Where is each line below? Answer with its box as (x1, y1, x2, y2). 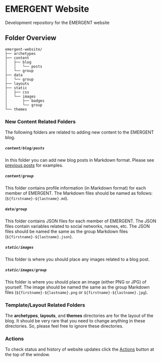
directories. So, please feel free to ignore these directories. (5, 323, 123, 329)
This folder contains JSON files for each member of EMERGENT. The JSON (5, 218, 157, 224)
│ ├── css (5, 90, 29, 95)
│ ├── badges (5, 98, 45, 103)
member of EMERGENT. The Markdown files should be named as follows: (5, 190, 153, 196)
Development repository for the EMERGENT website (5, 20, 110, 25)
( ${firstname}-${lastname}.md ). (5, 195, 69, 201)
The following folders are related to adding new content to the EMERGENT (5, 129, 154, 135)
